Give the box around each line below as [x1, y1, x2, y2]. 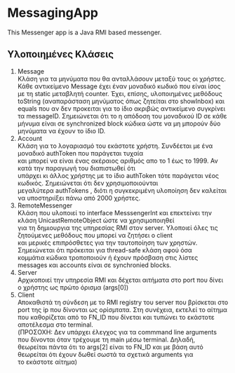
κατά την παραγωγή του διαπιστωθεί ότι [17, 163, 135, 172]
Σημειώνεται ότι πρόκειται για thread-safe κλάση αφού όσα [17, 245, 193, 254]
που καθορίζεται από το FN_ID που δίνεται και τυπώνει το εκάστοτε [17, 313, 215, 321]
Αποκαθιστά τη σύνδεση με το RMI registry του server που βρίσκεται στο [17, 298, 229, 306]
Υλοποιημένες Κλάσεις [7, 48, 114, 60]
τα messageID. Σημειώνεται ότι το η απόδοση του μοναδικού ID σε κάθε [17, 111, 227, 120]
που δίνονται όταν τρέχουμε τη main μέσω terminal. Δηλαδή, [17, 335, 196, 344]
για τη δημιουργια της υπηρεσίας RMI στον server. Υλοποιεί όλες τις [17, 223, 219, 232]
